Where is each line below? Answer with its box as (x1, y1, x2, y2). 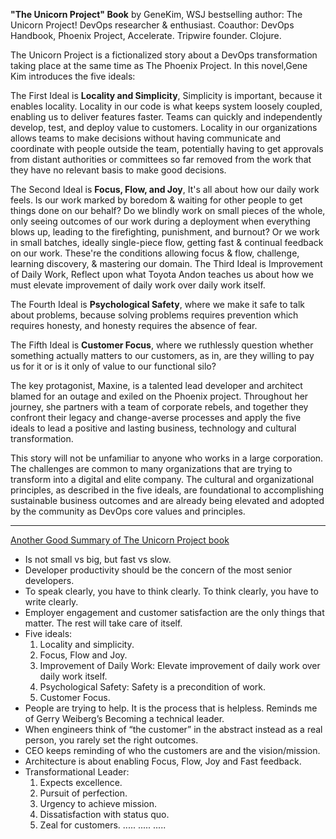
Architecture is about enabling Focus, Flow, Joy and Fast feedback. (24, 755, 302, 767)
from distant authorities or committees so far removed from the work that (10, 154, 312, 165)
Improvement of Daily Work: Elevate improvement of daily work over (39, 660, 321, 671)
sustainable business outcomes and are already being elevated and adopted (10, 495, 325, 506)
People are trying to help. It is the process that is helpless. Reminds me (24, 702, 318, 714)
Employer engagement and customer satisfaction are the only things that (24, 607, 325, 618)
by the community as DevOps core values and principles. (10, 505, 246, 517)
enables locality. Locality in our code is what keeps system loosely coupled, (10, 100, 323, 112)
